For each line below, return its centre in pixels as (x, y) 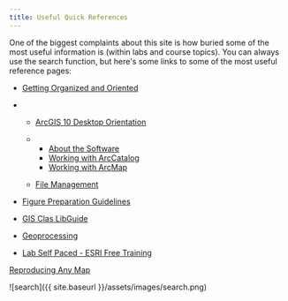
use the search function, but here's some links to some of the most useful (144, 61)
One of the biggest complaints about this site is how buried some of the (139, 42)
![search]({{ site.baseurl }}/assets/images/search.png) (108, 287)
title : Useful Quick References (68, 17)
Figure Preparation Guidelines (76, 201)
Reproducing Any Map (50, 269)
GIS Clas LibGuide (55, 218)
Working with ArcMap (88, 167)
